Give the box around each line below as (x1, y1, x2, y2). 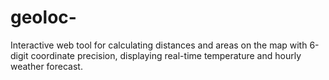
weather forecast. (10, 60, 83, 72)
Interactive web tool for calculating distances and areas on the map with (10, 39, 308, 51)
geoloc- (10, 6, 77, 29)
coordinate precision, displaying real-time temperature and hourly (30, 49, 302, 61)
